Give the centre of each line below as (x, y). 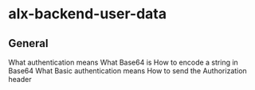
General (29, 43)
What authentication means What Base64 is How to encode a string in (124, 62)
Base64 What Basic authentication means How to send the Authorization (127, 71)
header (20, 79)
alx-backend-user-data (88, 14)
